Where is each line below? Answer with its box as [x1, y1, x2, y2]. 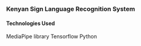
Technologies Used [6, 20, 55, 27]
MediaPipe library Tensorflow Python [6, 33, 97, 40]
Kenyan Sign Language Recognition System [6, 5, 136, 13]
